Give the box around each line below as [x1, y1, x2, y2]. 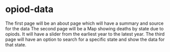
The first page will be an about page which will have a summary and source [5, 20, 164, 26]
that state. [5, 41, 26, 47]
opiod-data [5, 4, 53, 15]
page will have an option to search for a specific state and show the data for [5, 36, 165, 42]
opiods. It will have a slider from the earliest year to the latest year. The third [5, 31, 165, 37]
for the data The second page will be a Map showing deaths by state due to [5, 25, 164, 31]
